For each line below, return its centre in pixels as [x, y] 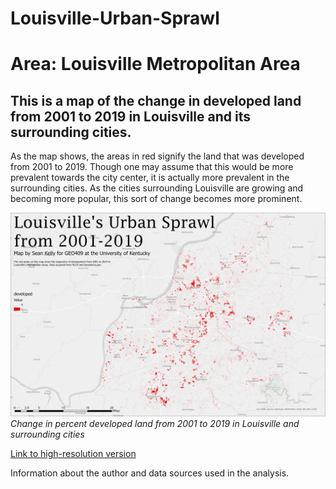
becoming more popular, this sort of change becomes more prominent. [156, 199]
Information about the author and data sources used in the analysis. [150, 473]
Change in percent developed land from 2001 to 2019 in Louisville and [155, 424]
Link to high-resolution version [73, 454]
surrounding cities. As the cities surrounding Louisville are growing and [157, 188]
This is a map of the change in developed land [156, 100]
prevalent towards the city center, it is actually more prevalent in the [150, 178]
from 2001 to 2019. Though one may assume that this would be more [152, 167]
